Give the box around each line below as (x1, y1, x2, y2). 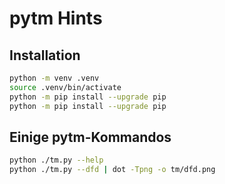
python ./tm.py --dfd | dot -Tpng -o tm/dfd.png (9, 165, 216, 175)
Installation (9, 47, 81, 64)
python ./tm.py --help (9, 155, 104, 166)
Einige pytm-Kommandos (9, 128, 172, 146)
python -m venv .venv (9, 73, 100, 83)
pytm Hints (9, 7, 103, 30)
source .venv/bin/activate (9, 82, 122, 92)
